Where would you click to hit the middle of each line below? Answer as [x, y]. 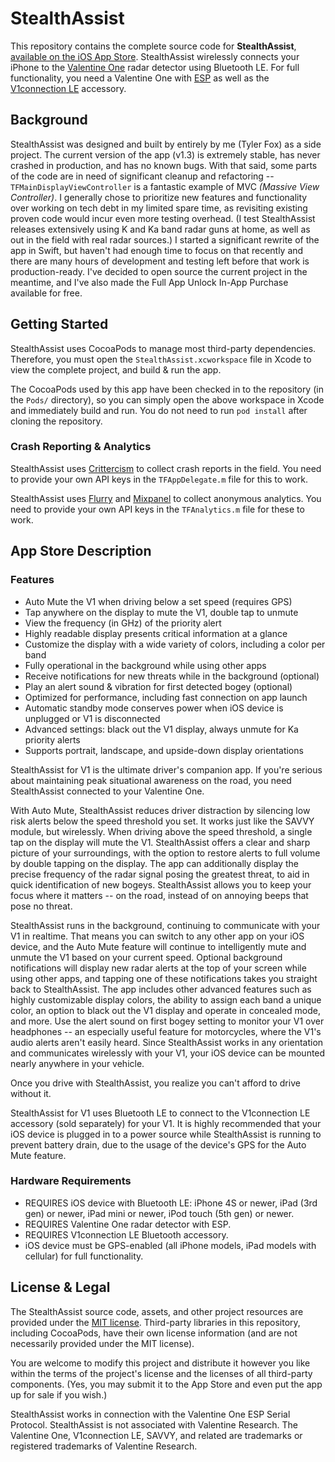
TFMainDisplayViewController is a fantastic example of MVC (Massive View [165, 186]
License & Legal [60, 1287]
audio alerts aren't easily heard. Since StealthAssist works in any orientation [167, 1042]
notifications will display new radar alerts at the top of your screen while [158, 968]
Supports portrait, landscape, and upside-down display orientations [164, 750]
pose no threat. [41, 906]
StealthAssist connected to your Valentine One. [107, 791]
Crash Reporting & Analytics [81, 447]
